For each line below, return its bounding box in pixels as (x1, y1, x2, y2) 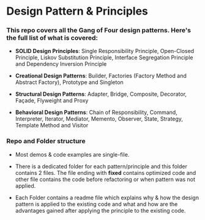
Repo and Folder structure (6, 137, 86, 146)
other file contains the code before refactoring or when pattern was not (15, 176, 196, 183)
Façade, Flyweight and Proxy (15, 97, 89, 104)
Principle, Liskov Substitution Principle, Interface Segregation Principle (15, 54, 193, 62)
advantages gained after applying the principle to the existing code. (15, 207, 186, 214)
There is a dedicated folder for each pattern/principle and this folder (15, 163, 188, 170)
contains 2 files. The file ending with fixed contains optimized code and (15, 169, 196, 176)
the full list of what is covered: (6, 34, 98, 42)
